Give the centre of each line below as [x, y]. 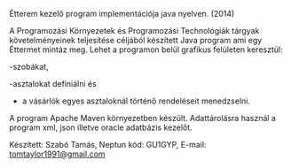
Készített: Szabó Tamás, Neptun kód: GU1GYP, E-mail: [108, 145]
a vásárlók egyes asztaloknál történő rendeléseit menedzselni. [136, 101]
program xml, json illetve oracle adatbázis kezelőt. [101, 127]
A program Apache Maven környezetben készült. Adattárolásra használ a [143, 118]
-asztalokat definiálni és [53, 84]
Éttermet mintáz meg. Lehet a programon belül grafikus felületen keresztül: [146, 50]
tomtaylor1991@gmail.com [57, 154]
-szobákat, [29, 67]
